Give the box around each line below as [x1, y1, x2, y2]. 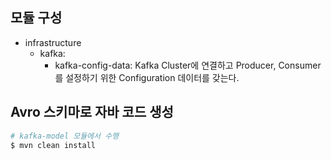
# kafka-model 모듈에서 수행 [10, 131, 120, 141]
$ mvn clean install [10, 140, 97, 150]
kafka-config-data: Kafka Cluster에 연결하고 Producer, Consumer [54, 59, 322, 71]
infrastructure [24, 36, 82, 48]
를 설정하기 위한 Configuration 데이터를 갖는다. [54, 71, 240, 83]
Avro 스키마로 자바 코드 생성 [10, 104, 174, 121]
